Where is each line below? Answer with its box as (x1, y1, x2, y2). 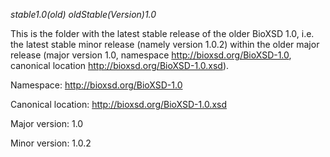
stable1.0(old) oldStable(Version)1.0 (10, 9, 157, 20)
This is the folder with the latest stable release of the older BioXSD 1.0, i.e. (10, 28, 315, 39)
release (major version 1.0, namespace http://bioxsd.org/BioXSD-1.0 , (10, 49, 292, 61)
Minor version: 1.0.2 (10, 137, 92, 149)
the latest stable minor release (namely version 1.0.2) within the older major (10, 39, 320, 50)
